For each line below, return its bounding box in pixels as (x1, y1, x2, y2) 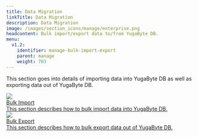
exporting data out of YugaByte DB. (6, 81, 94, 88)
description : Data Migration (6, 20, 79, 26)
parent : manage (17, 53, 55, 59)
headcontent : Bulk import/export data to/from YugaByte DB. (6, 31, 159, 37)
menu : (6, 36, 20, 42)
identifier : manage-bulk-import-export (17, 48, 116, 54)
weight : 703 (17, 58, 47, 64)
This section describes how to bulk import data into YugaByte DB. (6, 105, 168, 112)
